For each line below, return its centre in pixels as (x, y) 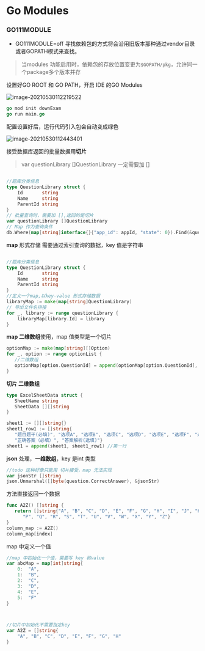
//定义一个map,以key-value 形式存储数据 (53, 296)
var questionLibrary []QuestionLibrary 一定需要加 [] (85, 164)
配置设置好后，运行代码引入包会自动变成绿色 (63, 127)
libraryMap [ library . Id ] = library (61, 318)
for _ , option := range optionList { (54, 354)
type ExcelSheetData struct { (45, 395)
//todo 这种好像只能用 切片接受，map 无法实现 (59, 470)
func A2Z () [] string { (35, 506)
